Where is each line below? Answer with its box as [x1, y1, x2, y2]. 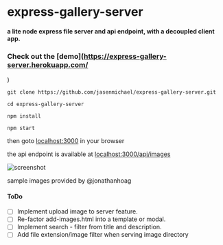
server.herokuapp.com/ [7, 60, 89, 69]
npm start [7, 125, 36, 132]
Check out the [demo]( [7, 51, 84, 61]
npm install [7, 113, 41, 120]
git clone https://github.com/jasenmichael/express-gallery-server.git [7, 89, 216, 96]
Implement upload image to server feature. [16, 207, 139, 216]
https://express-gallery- [83, 51, 167, 61]
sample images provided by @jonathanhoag [7, 177, 132, 185]
